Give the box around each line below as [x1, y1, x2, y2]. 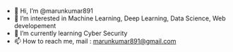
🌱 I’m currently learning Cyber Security [13, 29, 128, 37]
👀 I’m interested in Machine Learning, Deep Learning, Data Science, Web [13, 14, 226, 22]
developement [13, 22, 56, 30]
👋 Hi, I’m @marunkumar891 [13, 7, 93, 15]
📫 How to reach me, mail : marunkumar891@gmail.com [13, 37, 177, 45]
